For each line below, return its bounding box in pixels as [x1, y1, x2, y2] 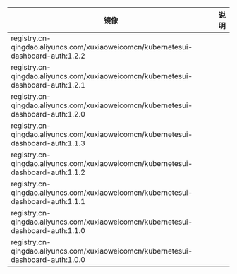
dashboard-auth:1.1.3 [11, 138, 86, 148]
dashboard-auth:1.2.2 [11, 51, 86, 61]
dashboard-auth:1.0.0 [11, 255, 86, 264]
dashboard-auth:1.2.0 [11, 109, 86, 119]
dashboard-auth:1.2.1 [11, 81, 86, 90]
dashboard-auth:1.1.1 [11, 197, 86, 206]
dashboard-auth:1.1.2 [11, 167, 86, 177]
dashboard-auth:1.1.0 [11, 226, 86, 235]
